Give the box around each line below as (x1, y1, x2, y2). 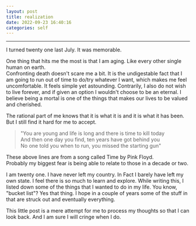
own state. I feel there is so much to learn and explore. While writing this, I (6, 178, 184, 185)
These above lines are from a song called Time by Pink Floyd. (6, 154, 154, 161)
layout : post (6, 8, 38, 15)
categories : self (6, 25, 48, 31)
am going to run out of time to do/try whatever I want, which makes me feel (6, 77, 187, 84)
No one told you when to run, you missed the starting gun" (20, 142, 162, 149)
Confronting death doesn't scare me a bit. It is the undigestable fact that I (6, 70, 183, 77)
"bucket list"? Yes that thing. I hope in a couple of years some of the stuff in (6, 190, 188, 197)
